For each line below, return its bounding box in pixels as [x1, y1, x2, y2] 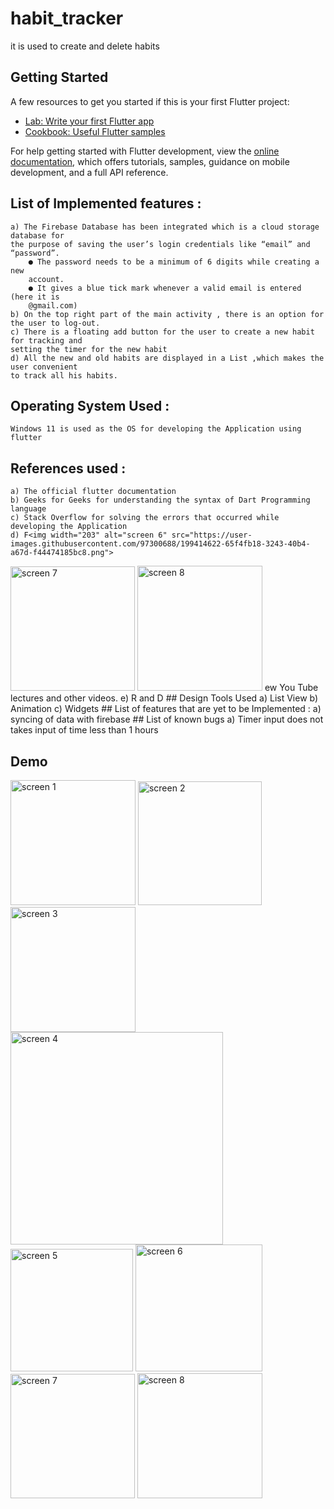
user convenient [10, 362, 78, 372]
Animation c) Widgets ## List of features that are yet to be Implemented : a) [10, 703, 322, 715]
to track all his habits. [10, 370, 118, 381]
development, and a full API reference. [10, 166, 169, 178]
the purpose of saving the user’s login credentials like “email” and [10, 239, 311, 249]
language [10, 504, 47, 514]
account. [28, 274, 65, 284]
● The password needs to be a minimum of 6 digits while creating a [28, 257, 320, 267]
